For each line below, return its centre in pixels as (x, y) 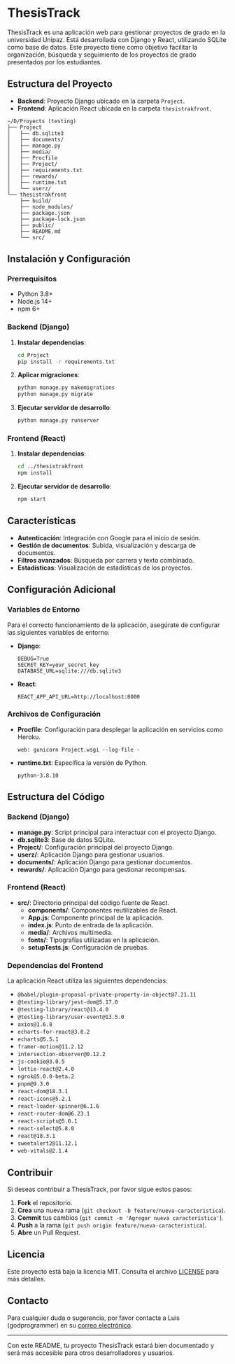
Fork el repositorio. (45, 1202)
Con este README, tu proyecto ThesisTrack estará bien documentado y (111, 1345)
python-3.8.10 (38, 775)
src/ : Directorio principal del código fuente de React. (93, 902)
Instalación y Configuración (69, 259)
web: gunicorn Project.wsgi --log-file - (78, 750)
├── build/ (36, 201)
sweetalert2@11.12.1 (47, 1144)
